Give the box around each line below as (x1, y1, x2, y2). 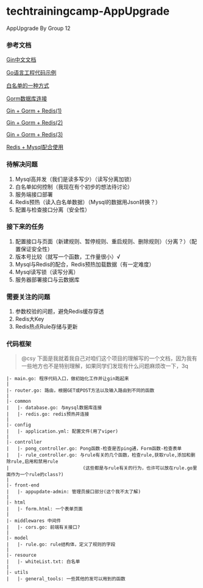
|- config (6, 422, 32, 428)
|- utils (6, 570, 29, 576)
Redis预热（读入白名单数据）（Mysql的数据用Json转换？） (15, 198, 162, 205)
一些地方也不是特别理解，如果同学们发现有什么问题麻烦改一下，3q (21, 362, 189, 370)
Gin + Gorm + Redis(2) (6, 119, 63, 127)
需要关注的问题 (6, 292, 51, 301)
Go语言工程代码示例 (6, 69, 57, 76)
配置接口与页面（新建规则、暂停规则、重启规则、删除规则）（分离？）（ (15, 237, 192, 245)
